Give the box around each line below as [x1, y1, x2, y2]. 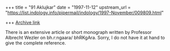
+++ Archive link [5, 20, 40, 25]
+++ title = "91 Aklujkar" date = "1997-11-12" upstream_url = [5, 5, 131, 10]
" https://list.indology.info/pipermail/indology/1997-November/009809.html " [5, 10, 164, 16]
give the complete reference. [5, 40, 66, 46]
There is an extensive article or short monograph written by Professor [5, 29, 152, 35]
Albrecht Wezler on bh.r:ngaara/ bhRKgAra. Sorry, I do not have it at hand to [5, 35, 165, 40]
